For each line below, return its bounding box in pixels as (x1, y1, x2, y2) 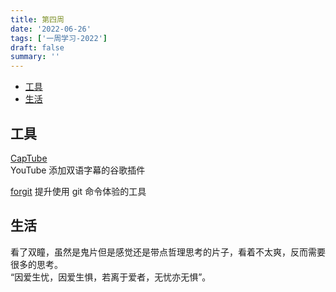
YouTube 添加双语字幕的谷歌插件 (10, 164, 146, 176)
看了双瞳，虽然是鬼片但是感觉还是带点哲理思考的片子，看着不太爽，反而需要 (10, 246, 326, 258)
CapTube (10, 152, 48, 164)
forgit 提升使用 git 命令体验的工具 (10, 185, 147, 197)
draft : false (10, 42, 65, 53)
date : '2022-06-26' (10, 24, 92, 34)
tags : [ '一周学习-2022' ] (10, 33, 108, 43)
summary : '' (10, 52, 60, 62)
